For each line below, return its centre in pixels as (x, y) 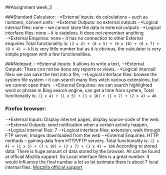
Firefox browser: (26, 108)
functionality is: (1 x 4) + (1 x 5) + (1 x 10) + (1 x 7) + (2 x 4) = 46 (81, 95)
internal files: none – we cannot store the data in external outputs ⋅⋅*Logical (83, 27)
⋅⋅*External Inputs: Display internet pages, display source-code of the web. (82, 119)
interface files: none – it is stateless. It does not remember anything (74, 33)
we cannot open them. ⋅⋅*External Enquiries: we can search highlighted (79, 85)
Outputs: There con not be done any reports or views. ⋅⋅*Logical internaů (80, 69)
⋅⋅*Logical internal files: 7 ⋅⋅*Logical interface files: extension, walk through (83, 130)
